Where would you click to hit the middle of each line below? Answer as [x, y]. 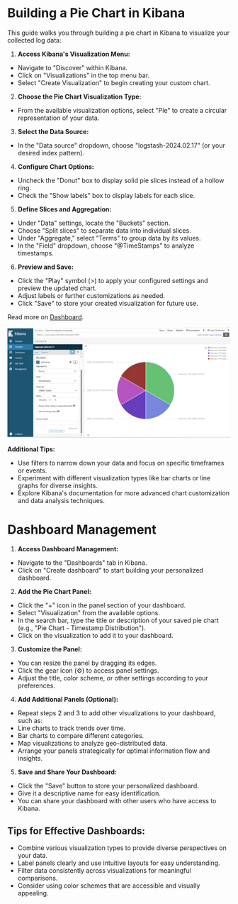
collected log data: [34, 40]
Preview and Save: [46, 267]
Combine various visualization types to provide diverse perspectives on [122, 848]
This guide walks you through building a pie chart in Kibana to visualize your [119, 33]
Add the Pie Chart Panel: [55, 592]
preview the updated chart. [57, 288]
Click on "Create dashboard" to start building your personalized [110, 570]
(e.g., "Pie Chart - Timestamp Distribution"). [82, 628]
